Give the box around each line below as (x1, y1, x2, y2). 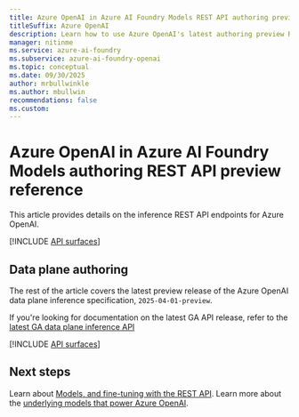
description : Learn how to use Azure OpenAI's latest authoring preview (9, 29, 285, 38)
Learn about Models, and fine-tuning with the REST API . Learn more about (9, 388, 282, 398)
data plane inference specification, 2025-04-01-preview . (9, 295, 213, 305)
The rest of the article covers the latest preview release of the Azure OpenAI (9, 285, 289, 296)
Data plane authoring (9, 261, 129, 277)
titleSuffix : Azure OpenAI (9, 21, 109, 30)
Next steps (9, 365, 71, 380)
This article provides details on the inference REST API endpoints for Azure (9, 210, 285, 221)
